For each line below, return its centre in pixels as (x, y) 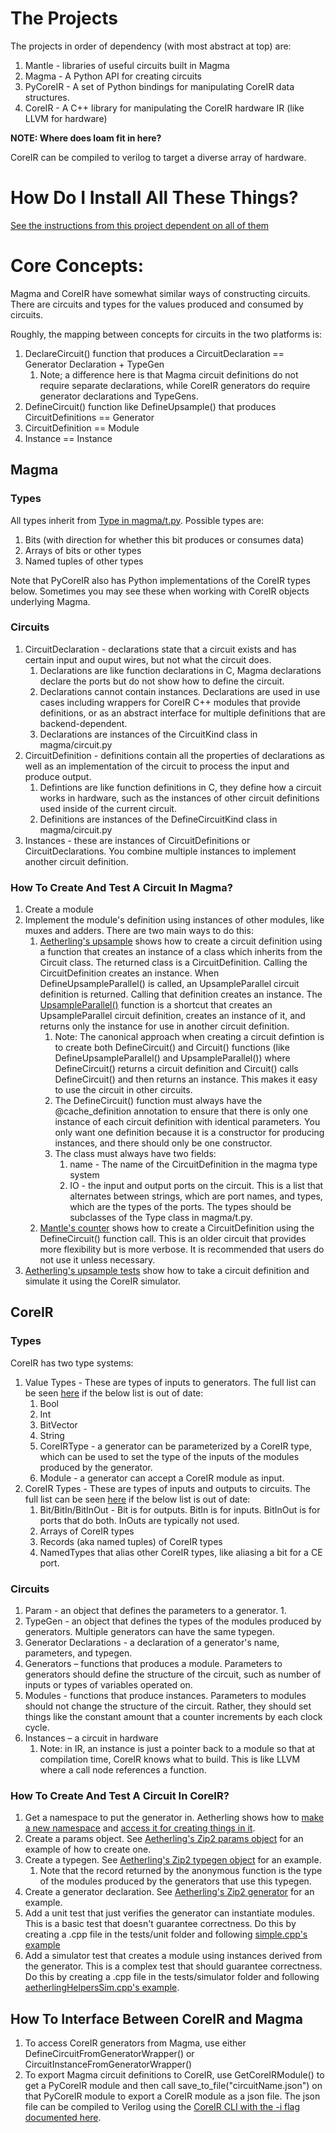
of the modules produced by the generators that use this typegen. (175, 1881)
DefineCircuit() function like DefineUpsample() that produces (150, 406)
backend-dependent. (83, 723)
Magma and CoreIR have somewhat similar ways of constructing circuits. (160, 293)
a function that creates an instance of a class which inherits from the (181, 952)
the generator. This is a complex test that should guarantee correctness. (173, 1966)
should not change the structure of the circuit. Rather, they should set (168, 1706)
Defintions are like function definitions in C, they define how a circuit (180, 787)
